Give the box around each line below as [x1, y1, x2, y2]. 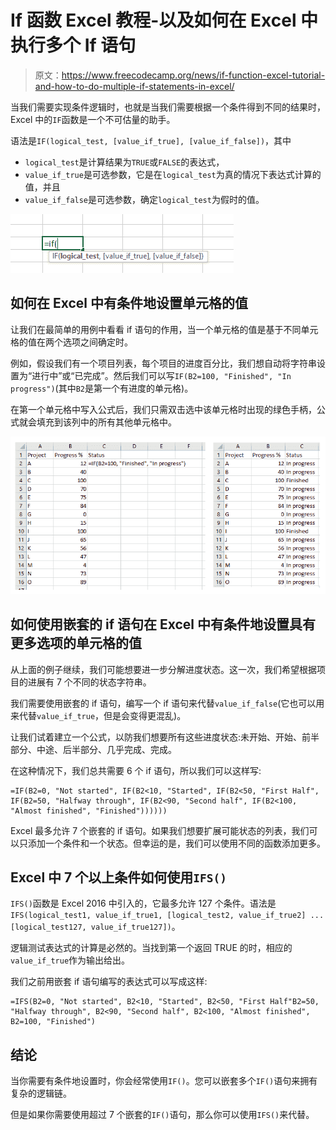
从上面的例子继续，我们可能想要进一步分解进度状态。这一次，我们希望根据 [10, 663, 317, 675]
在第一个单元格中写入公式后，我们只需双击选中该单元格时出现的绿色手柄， [10, 403, 317, 415]
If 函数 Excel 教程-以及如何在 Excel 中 [10, 9, 319, 32]
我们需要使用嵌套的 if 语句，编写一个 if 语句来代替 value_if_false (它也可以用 [10, 697, 325, 709]
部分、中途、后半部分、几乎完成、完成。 [10, 743, 177, 755]
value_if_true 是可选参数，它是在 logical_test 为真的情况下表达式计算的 [24, 168, 322, 180]
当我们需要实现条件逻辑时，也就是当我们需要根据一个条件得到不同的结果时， [10, 101, 326, 113]
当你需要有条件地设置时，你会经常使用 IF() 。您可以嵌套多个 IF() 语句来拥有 [10, 1075, 318, 1087]
